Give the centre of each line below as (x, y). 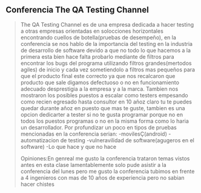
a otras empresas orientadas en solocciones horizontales (92, 31)
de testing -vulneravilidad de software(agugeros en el (127, 140)
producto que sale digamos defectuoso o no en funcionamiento (100, 82)
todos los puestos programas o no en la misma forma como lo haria (104, 121)
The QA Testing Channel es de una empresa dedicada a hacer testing (107, 24)
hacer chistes (38, 184)
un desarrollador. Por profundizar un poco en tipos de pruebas (98, 127)
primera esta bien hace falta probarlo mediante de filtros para (97, 56)
